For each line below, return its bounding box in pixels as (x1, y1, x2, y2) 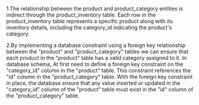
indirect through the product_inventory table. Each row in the (6, 11, 156, 18)
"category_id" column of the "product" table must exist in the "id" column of (6, 86, 194, 93)
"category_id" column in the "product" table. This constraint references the (6, 67, 191, 74)
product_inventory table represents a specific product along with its (6, 18, 173, 24)
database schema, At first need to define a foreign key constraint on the (6, 61, 183, 68)
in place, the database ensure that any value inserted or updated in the (6, 79, 180, 87)
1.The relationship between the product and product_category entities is (6, 5, 183, 12)
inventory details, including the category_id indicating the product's (6, 24, 172, 31)
